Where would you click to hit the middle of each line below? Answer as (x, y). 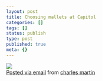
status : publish (26, 33)
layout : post (22, 11)
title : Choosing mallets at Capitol (51, 17)
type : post (19, 39)
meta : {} (17, 50)
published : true (26, 45)
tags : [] (17, 28)
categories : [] (25, 22)
